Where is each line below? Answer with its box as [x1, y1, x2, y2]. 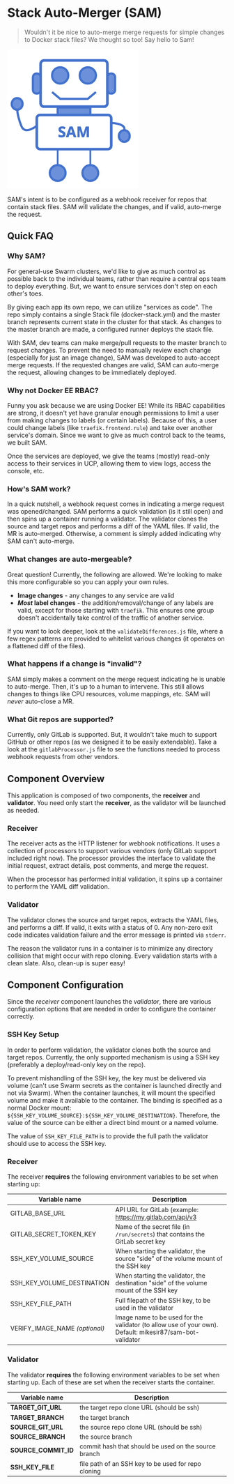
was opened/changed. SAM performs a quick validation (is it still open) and [7, 507, 224, 516]
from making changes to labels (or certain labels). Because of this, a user [7, 416, 218, 424]
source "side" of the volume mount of [115, 1255, 223, 1263]
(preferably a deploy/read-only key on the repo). [7, 1060, 146, 1069]
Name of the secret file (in [115, 1222, 190, 1231]
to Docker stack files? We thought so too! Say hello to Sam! [24, 35, 194, 43]
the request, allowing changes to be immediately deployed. [7, 368, 177, 376]
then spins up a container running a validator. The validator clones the [7, 514, 208, 523]
